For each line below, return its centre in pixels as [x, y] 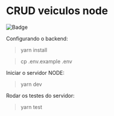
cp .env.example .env [46, 61]
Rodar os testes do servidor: [40, 95]
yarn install [34, 50]
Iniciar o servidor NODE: [35, 72]
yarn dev [31, 84]
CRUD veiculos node [57, 11]
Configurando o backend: [37, 38]
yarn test [31, 107]
